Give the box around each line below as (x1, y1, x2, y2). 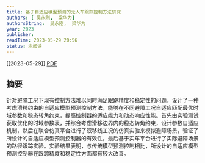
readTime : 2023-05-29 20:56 (6, 37, 78, 43)
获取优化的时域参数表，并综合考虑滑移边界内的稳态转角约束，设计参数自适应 (6, 119, 199, 126)
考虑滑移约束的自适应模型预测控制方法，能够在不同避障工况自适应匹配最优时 (6, 104, 199, 111)
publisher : (6, 32, 34, 38)
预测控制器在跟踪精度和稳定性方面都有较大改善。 (6, 150, 129, 157)
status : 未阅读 (6, 43, 42, 49)
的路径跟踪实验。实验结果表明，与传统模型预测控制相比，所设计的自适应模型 (6, 142, 199, 150)
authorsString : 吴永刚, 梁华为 (6, 20, 86, 26)
